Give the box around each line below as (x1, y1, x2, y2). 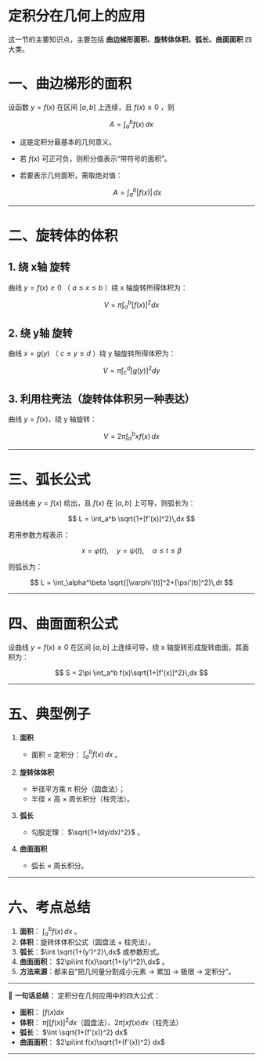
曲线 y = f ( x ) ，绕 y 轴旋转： (8, 414, 98, 424)
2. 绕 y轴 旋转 (8, 327, 73, 340)
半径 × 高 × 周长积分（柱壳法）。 (31, 794, 135, 804)
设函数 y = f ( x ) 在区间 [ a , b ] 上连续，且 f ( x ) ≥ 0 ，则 (8, 102, 175, 111)
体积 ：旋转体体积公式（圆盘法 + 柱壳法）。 (19, 937, 155, 947)
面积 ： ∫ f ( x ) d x (19, 1008, 65, 1017)
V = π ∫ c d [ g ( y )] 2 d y (103, 364, 160, 377)
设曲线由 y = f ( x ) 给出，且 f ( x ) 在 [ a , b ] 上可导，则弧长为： (8, 498, 196, 507)
